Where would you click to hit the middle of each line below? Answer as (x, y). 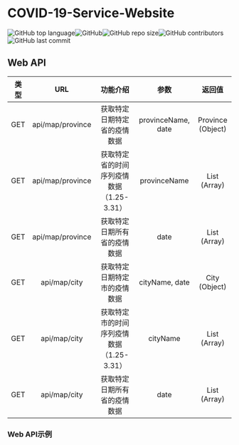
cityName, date (164, 282)
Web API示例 (30, 434)
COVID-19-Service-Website (91, 13)
